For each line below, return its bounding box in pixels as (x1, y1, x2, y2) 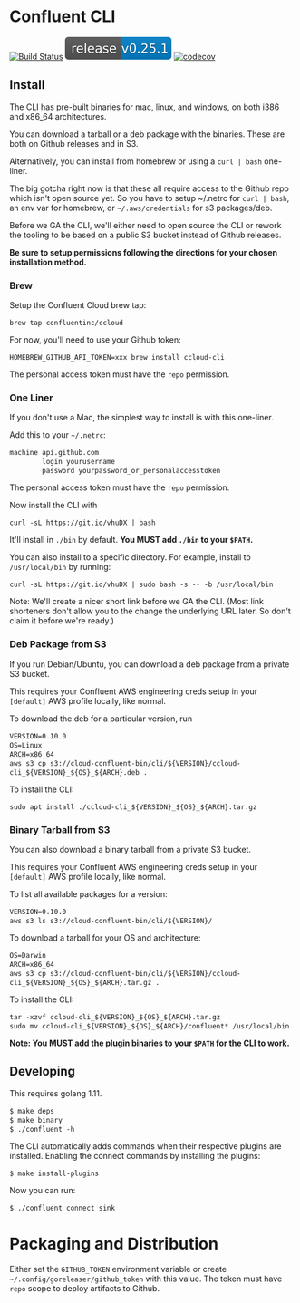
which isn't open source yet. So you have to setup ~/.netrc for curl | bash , (9, 192, 290, 203)
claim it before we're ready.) (9, 615, 115, 626)
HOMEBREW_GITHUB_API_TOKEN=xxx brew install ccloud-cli (9, 353, 225, 362)
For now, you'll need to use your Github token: (9, 334, 181, 345)
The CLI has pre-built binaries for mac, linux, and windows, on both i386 (9, 101, 280, 112)
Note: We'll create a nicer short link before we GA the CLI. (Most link (9, 596, 265, 607)
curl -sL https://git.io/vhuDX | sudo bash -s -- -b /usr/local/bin (9, 580, 274, 590)
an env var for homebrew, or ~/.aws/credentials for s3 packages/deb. (9, 202, 273, 213)
